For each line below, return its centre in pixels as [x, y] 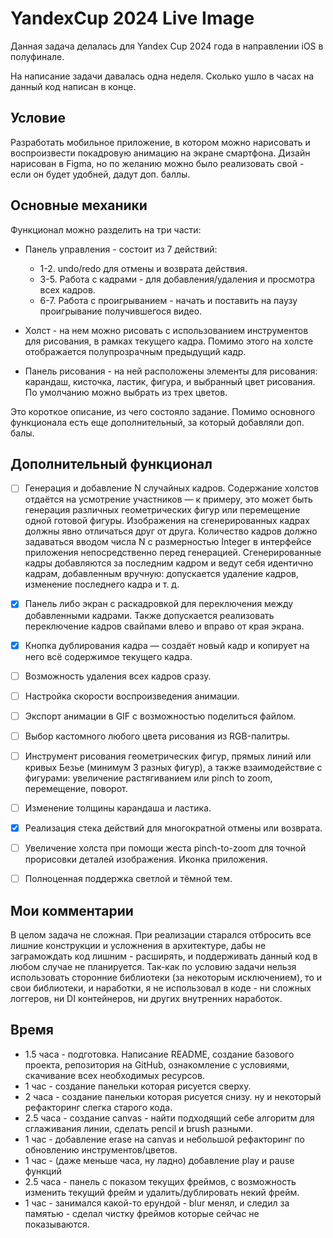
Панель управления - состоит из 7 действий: [121, 249]
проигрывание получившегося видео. [121, 311]
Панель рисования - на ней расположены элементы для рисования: [171, 371]
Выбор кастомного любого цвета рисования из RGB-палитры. [157, 736]
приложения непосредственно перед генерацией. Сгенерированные [173, 553]
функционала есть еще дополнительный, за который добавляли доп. [157, 422]
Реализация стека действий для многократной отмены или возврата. [173, 828]
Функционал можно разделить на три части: [106, 229]
